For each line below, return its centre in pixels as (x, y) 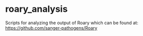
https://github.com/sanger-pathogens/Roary (51, 28)
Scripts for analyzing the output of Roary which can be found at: (72, 23)
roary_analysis (37, 9)
